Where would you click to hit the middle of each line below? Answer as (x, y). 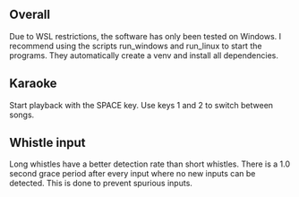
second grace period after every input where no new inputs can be (132, 174)
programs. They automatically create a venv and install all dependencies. (144, 55)
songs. (22, 115)
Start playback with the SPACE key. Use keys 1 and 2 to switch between (141, 105)
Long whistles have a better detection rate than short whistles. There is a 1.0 (150, 164)
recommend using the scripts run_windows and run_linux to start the (136, 46)
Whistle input (47, 143)
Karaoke (33, 84)
